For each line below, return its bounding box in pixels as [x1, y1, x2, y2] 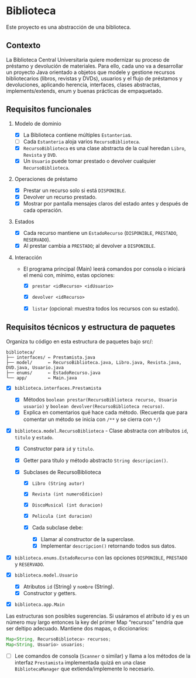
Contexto [6, 41, 41, 50]
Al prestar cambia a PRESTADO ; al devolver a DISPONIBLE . [23, 242, 156, 249]
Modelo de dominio [14, 120, 61, 127]
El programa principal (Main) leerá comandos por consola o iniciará [23, 265, 185, 272]
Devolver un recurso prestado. [23, 193, 97, 200]
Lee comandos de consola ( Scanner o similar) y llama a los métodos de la [14, 652, 191, 659]
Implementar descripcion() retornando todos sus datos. [40, 542, 177, 549]
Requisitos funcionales [6, 104, 92, 114]
